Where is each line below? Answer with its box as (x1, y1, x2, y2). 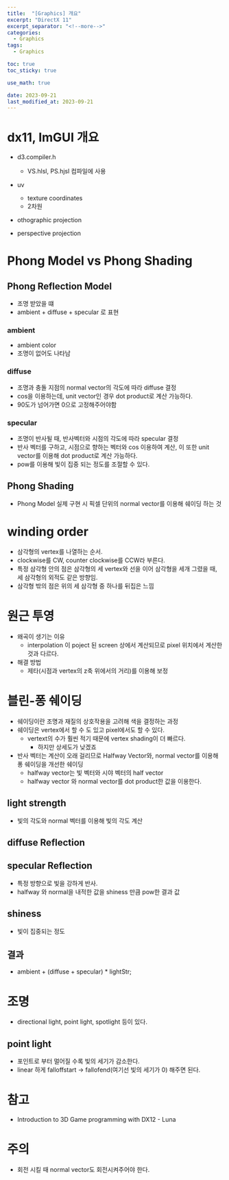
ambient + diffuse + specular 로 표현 (16, 308, 119, 316)
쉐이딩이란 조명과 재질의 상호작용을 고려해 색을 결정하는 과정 (16, 717, 179, 725)
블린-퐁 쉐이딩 (7, 693, 82, 708)
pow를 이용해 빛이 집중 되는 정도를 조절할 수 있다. (16, 460, 150, 468)
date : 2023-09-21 (7, 92, 57, 99)
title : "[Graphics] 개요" (7, 10, 82, 17)
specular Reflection (7, 860, 93, 871)
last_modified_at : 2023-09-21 (7, 98, 94, 105)
